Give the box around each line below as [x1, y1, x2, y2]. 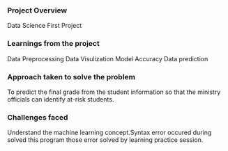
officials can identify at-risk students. [7, 95, 114, 103]
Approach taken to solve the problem [7, 72, 136, 81]
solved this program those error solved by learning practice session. [7, 136, 204, 144]
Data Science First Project [7, 22, 82, 30]
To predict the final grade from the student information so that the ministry [7, 88, 221, 96]
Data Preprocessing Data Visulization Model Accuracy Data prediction [7, 54, 208, 63]
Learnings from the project [7, 39, 100, 49]
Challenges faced [7, 112, 68, 122]
